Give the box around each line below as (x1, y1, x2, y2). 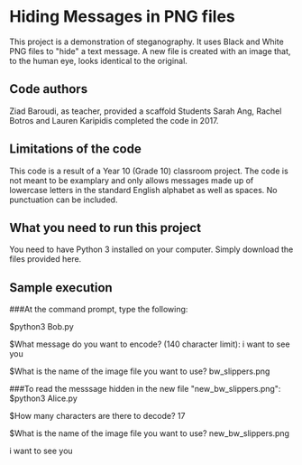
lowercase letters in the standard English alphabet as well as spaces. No (9, 184, 278, 195)
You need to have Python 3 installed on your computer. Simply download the (9, 244, 294, 255)
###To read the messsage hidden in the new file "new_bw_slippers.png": (9, 384, 281, 395)
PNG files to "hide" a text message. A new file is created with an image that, (9, 45, 291, 56)
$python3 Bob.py (9, 321, 74, 332)
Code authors (9, 81, 88, 97)
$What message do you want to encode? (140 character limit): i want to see (9, 339, 290, 349)
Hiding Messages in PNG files (9, 6, 236, 27)
